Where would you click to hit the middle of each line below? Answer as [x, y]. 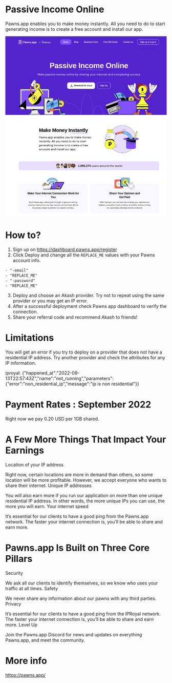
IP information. [21, 363]
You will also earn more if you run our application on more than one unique [84, 495]
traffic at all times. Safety [32, 588]
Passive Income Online [55, 9]
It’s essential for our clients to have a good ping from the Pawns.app [77, 516]
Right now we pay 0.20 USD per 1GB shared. [52, 419]
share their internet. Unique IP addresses [49, 485]
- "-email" [17, 270]
